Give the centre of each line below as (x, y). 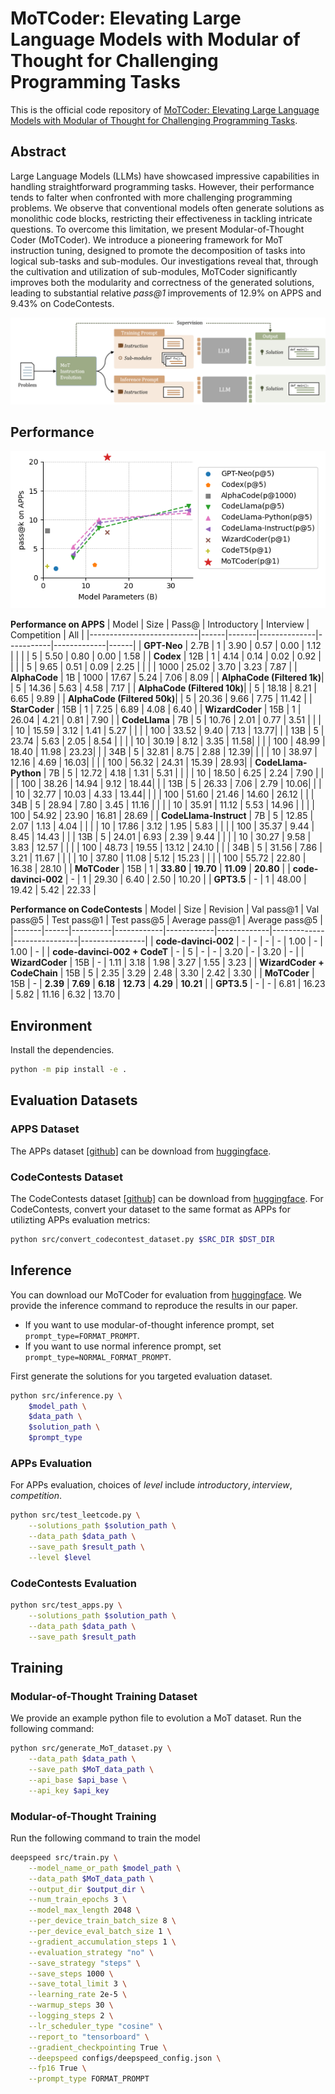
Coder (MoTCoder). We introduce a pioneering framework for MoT (147, 239)
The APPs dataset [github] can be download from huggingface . (141, 1151)
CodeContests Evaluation (73, 1583)
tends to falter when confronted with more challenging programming (151, 197)
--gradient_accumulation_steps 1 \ (102, 1942)
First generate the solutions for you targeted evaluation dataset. (141, 1376)
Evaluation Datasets (74, 1100)
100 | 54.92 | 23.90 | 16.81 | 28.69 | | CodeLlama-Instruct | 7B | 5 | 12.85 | (162, 816)
